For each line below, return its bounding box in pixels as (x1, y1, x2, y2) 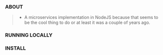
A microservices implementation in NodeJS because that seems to (24, 15, 159, 20)
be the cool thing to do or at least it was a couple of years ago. (24, 19, 150, 25)
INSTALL (5, 45, 26, 52)
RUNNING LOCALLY (5, 32, 53, 38)
